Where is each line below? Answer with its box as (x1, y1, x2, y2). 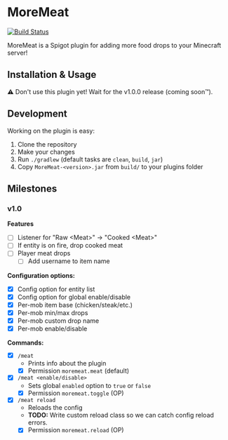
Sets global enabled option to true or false (27, 381, 152, 389)
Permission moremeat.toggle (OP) (27, 389, 124, 397)
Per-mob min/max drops (17, 308, 88, 316)
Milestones (7, 182, 58, 194)
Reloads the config (27, 404, 83, 412)
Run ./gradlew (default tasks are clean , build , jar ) (17, 155, 163, 164)
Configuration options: (7, 271, 76, 279)
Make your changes (17, 147, 75, 156)
